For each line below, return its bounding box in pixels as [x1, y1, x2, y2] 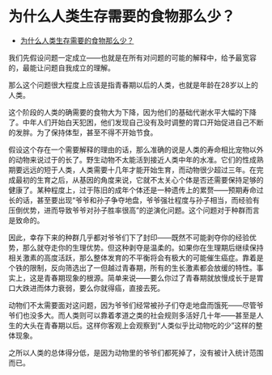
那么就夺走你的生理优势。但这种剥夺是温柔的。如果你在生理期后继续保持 [22, 242, 264, 252]
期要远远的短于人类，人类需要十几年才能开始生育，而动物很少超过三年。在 [8, 165, 257, 175]
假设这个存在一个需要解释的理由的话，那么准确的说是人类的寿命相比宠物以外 [8, 145, 264, 154]
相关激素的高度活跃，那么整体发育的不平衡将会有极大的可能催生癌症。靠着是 [8, 252, 264, 263]
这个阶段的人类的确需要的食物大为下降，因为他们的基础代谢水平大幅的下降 [8, 107, 257, 117]
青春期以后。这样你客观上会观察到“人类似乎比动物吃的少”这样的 [43, 320, 257, 330]
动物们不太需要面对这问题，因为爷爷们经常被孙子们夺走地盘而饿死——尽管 [8, 300, 257, 310]
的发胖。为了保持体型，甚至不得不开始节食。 [8, 127, 158, 137]
